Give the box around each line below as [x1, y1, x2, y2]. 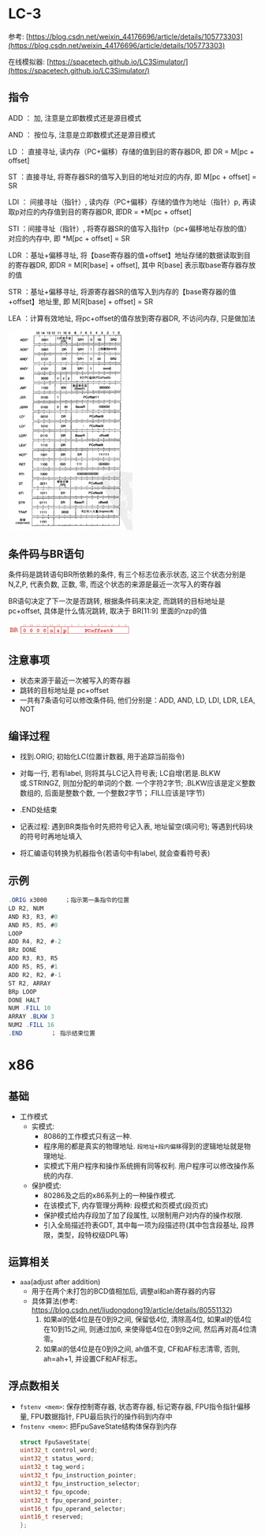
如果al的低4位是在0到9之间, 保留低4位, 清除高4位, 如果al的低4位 [43, 1314, 252, 1324]
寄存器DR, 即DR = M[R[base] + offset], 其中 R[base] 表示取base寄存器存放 [14, 260, 256, 269]
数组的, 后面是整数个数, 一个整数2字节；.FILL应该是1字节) [19, 789, 205, 798]
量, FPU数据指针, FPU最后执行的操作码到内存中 [19, 1411, 173, 1421]
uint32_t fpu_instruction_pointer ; [19, 1471, 137, 1480]
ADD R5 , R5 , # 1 [8, 963, 58, 971]
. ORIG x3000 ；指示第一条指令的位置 [8, 897, 130, 905]
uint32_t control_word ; [19, 1446, 99, 1455]
